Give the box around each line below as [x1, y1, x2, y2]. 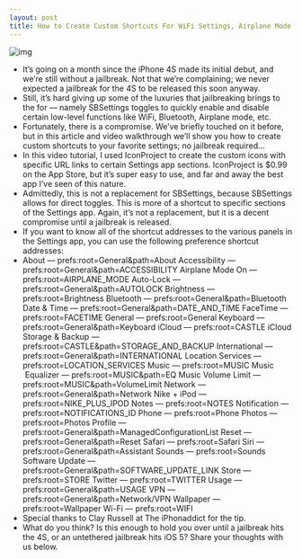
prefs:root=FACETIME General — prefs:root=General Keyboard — [22, 312, 265, 323]
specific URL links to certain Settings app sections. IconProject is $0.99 [22, 159, 288, 170]
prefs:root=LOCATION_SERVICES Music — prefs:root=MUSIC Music [22, 359, 274, 370]
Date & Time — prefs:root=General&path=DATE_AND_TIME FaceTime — [22, 302, 289, 313]
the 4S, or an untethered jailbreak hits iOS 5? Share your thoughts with [22, 531, 284, 542]
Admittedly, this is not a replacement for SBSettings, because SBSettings [22, 188, 292, 199]
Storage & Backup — [22, 331, 100, 342]
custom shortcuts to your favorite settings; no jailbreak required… [22, 140, 265, 151]
